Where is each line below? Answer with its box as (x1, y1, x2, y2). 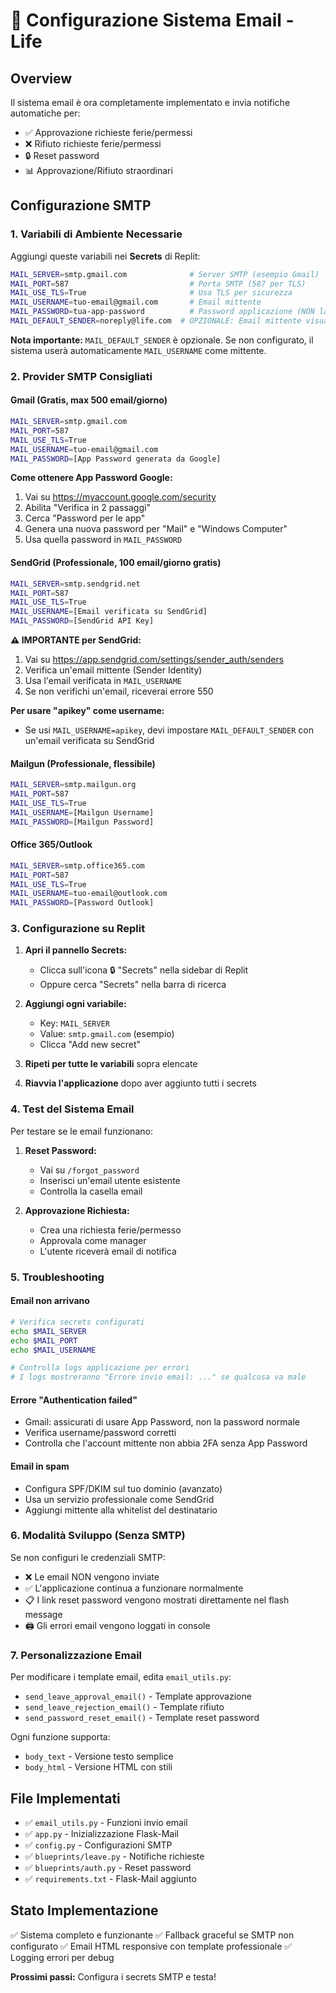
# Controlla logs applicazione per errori (10, 1363, 190, 1373)
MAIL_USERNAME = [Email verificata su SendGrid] (10, 607, 208, 617)
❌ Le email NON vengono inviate (24, 1570, 160, 1583)
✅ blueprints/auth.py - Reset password (24, 1861, 192, 1873)
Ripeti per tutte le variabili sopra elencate (24, 1058, 198, 1070)
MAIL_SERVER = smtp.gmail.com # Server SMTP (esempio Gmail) (10, 269, 320, 279)
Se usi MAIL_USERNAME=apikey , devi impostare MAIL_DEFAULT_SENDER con (24, 724, 314, 736)
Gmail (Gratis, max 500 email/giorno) (10, 394, 168, 406)
